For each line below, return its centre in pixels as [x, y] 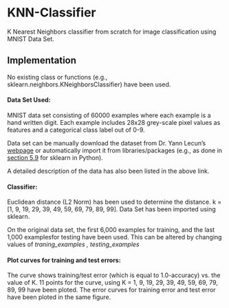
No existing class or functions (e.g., [57, 77]
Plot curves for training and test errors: [64, 260]
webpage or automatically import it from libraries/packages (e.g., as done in [115, 150]
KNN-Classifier [52, 13]
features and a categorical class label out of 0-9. [76, 130]
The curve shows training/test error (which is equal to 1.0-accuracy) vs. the [114, 275]
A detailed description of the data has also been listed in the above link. [108, 171]
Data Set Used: [29, 100]
